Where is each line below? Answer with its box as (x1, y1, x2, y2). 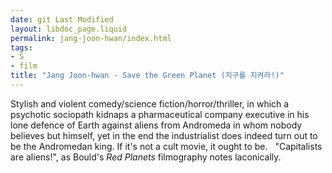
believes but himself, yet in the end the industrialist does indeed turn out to (10, 129, 318, 141)
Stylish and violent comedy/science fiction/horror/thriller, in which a (10, 97, 290, 110)
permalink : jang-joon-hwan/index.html (10, 33, 172, 43)
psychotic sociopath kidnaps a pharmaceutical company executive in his (10, 108, 310, 120)
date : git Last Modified (10, 14, 114, 25)
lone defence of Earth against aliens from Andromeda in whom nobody (10, 119, 303, 131)
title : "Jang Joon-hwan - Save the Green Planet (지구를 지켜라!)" (10, 71, 285, 81)
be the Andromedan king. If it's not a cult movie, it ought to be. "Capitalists (10, 140, 323, 152)
